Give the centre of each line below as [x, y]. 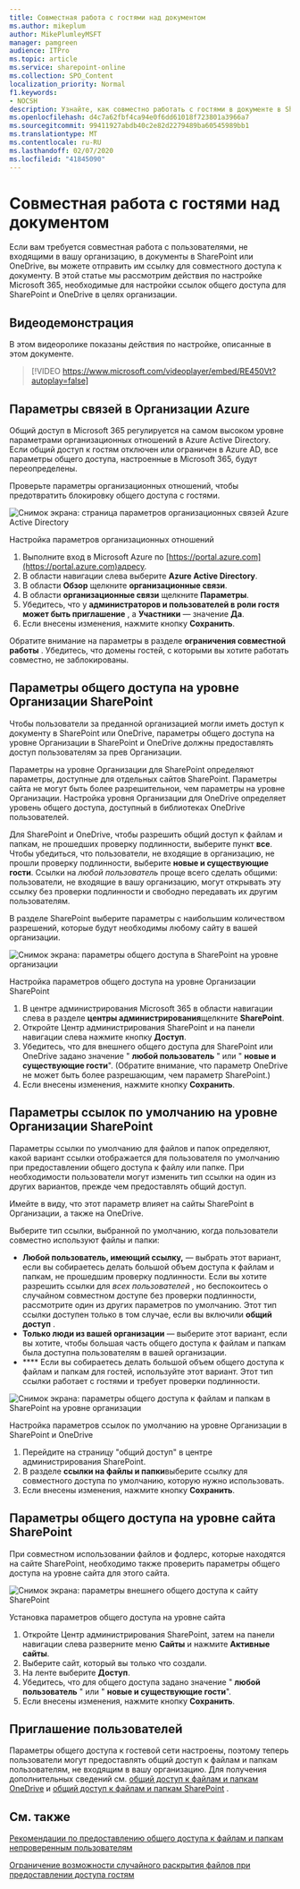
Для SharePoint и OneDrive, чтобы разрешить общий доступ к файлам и [146, 834]
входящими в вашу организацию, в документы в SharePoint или [131, 257]
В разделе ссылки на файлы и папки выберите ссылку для [135, 1471]
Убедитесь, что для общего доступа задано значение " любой [141, 1682]
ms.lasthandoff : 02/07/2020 [62, 150]
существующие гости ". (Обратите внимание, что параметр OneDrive [155, 1065]
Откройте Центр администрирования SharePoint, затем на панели [148, 1634]
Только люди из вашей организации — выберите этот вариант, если [154, 1333]
